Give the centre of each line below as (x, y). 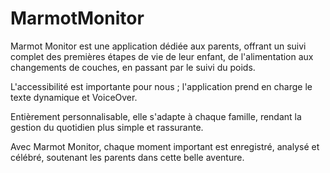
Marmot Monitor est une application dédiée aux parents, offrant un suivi (158, 46)
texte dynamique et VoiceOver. (74, 97)
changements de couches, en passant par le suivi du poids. (133, 67)
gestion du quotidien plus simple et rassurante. (107, 127)
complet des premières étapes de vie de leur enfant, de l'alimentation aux (162, 56)
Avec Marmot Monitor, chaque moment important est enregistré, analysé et (165, 146)
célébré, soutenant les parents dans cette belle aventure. (127, 157)
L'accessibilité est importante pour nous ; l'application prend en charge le (161, 86)
